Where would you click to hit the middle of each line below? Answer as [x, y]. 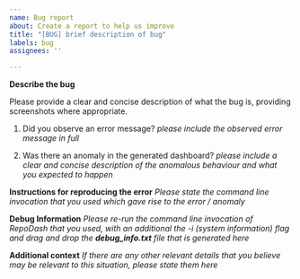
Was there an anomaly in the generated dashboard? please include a [150, 156]
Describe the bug [42, 84]
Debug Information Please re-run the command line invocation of [131, 219]
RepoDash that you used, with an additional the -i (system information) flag [150, 229]
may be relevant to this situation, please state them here [114, 265]
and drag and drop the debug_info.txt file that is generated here [129, 238]
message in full [50, 138]
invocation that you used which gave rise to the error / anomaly [127, 202]
